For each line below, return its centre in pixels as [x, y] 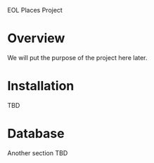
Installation [41, 86]
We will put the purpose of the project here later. [77, 57]
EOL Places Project [35, 10]
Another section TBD [38, 153]
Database [36, 134]
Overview [36, 38]
